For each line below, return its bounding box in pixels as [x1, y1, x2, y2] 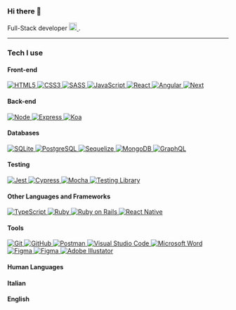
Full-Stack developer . [7, 24, 81, 32]
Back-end [7, 97, 37, 106]
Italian [7, 278, 26, 287]
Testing [7, 161, 30, 169]
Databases [7, 129, 40, 137]
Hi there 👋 [7, 6, 42, 16]
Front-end [7, 65, 37, 74]
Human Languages [7, 263, 64, 271]
